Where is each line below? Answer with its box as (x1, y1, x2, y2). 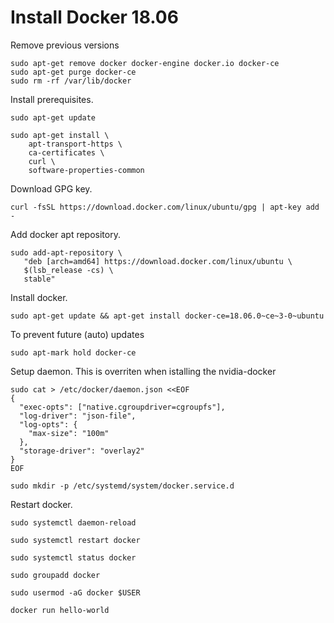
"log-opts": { (19, 419, 78, 430)
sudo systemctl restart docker (10, 535, 141, 545)
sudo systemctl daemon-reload (10, 517, 137, 528)
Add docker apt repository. (10, 228, 121, 240)
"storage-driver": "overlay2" (19, 446, 145, 456)
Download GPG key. (10, 182, 93, 195)
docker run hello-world (10, 605, 110, 615)
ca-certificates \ (28, 147, 105, 158)
